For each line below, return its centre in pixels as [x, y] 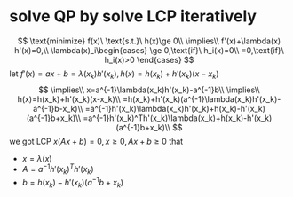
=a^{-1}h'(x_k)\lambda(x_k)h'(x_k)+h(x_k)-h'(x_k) [175, 108]
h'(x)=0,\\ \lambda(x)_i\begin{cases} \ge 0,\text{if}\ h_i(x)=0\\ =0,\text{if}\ [149, 50]
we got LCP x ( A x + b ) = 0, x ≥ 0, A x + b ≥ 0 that [96, 141]
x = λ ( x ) [37, 158]
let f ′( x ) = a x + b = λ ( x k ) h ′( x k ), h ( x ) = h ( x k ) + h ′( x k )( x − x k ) [114, 75]
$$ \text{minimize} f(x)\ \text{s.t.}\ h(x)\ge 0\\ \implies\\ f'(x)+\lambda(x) [149, 41]
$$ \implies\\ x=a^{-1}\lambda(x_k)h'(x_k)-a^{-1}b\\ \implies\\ [149, 90]
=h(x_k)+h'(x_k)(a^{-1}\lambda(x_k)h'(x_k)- [202, 98]
